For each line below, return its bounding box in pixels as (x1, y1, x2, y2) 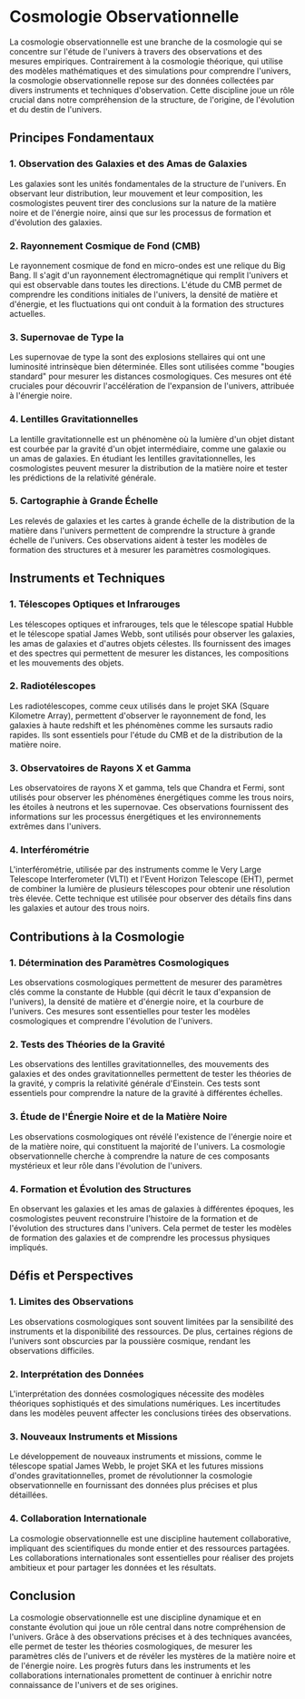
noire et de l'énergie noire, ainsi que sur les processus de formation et (9, 207, 272, 218)
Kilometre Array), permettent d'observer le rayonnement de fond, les (9, 710, 267, 721)
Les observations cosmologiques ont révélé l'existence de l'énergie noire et (9, 1131, 292, 1141)
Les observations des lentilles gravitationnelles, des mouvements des (9, 1059, 270, 1070)
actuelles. (9, 308, 46, 319)
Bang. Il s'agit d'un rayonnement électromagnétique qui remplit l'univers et (9, 270, 289, 281)
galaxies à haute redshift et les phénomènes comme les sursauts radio (9, 719, 274, 730)
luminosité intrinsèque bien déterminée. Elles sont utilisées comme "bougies (9, 361, 295, 372)
